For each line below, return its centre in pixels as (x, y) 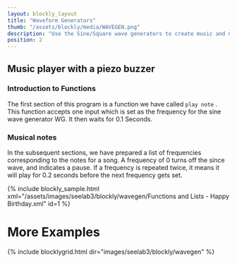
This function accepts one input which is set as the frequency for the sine (114, 111)
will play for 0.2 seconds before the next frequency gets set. (95, 175)
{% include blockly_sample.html (54, 189)
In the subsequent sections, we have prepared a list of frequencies (104, 153)
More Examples (54, 232)
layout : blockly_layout (42, 14)
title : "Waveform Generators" (52, 20)
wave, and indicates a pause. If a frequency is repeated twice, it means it (114, 168)
